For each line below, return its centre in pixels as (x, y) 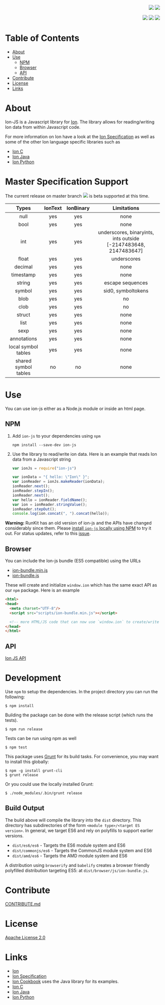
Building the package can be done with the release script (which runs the (79, 715)
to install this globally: (27, 762)
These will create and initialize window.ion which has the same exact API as (81, 585)
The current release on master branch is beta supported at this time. (77, 196)
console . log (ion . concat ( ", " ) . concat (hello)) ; (61, 514)
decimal (24, 266)
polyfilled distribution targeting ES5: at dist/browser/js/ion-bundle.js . (77, 870)
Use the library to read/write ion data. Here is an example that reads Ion (84, 454)
